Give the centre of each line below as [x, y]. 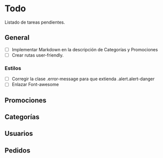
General [17, 38]
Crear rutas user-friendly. [38, 55]
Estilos [13, 68]
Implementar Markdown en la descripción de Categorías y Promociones [85, 49]
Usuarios [19, 134]
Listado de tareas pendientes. [35, 22]
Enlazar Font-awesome [35, 85]
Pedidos [18, 150]
